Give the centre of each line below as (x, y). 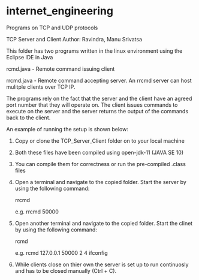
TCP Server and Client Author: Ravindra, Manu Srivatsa (74, 39)
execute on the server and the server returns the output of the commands (97, 111)
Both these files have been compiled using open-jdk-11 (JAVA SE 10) (99, 152)
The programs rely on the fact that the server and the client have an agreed (99, 98)
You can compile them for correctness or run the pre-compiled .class (100, 164)
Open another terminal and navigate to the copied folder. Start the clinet (104, 223)
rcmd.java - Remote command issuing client (61, 69)
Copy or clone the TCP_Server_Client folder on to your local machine (99, 141)
